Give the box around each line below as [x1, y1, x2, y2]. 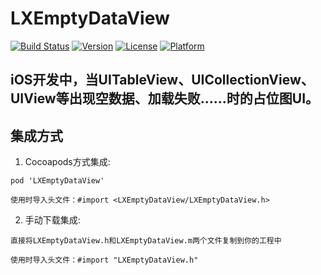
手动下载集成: [24, 214, 81, 226]
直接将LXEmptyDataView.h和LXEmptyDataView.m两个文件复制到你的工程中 [10, 236, 282, 246]
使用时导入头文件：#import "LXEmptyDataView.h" [10, 255, 199, 266]
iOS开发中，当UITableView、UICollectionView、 [10, 72, 315, 89]
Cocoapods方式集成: [24, 156, 111, 168]
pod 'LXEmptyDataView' [10, 176, 105, 186]
